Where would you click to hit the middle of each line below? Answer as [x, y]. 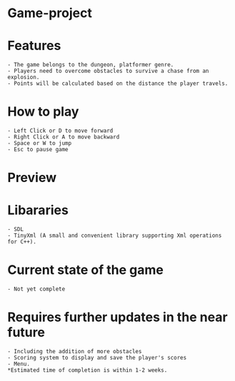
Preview [32, 178]
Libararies [38, 210]
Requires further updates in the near [117, 317]
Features [34, 46]
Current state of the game [86, 270]
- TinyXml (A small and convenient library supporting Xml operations [115, 236]
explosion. [24, 77]
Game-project [50, 13]
